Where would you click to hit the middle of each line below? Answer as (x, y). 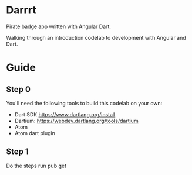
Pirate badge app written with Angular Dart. (59, 26)
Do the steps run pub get (36, 166)
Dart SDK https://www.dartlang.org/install (65, 114)
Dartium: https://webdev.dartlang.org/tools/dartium (77, 121)
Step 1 (18, 152)
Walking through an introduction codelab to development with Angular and (96, 37)
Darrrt (21, 10)
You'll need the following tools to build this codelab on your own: (84, 103)
